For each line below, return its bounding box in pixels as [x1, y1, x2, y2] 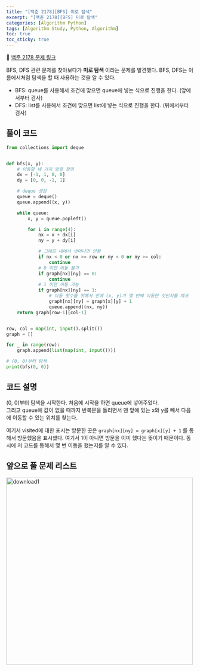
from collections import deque [6, 144, 84, 150]
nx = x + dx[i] [38, 232, 76, 238]
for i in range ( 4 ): [27, 226, 76, 232]
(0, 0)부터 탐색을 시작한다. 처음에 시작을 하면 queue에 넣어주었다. [6, 399, 159, 406]
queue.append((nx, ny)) [48, 303, 109, 310]
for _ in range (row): [6, 342, 60, 348]
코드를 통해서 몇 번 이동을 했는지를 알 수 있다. [23, 441, 128, 449]
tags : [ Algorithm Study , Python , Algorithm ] [6, 25, 119, 32]
